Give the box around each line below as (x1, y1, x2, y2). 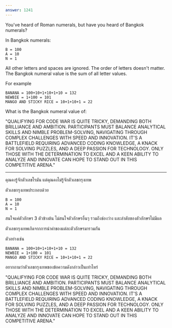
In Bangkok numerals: (5, 37, 51, 43)
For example (5, 80, 32, 86)
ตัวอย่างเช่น (5, 236, 25, 242)
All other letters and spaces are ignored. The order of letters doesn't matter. (5, 65, 165, 71)
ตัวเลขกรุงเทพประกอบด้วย (5, 187, 49, 193)
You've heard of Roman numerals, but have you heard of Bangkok (5, 22, 144, 28)
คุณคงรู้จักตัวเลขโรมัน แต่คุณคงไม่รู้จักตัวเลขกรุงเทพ (5, 177, 92, 183)
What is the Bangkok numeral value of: (5, 108, 87, 114)
